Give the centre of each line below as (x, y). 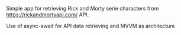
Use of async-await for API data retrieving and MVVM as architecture (91, 26)
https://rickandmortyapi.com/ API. (48, 15)
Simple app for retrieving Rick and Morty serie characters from (83, 8)
